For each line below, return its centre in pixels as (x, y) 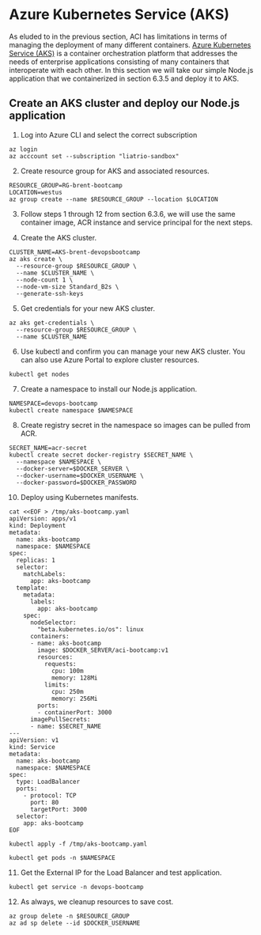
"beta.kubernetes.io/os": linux (91, 629)
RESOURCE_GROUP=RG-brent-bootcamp (66, 185)
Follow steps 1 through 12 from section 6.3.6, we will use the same (128, 214)
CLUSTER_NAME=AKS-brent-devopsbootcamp (75, 252)
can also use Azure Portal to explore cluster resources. (110, 360)
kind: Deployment (38, 525)
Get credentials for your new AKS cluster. (88, 308)
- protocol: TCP (50, 795)
